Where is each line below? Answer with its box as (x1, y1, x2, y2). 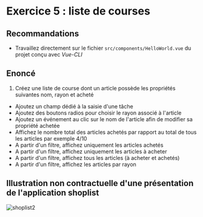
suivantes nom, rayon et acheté (15, 91, 94, 98)
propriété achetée (15, 122, 60, 129)
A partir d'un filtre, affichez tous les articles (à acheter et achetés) (15, 154, 180, 161)
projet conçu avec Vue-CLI (15, 51, 83, 58)
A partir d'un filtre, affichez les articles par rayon (15, 161, 136, 168)
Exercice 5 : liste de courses (6, 4, 150, 18)
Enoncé (6, 68, 36, 79)
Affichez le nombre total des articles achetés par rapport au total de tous (15, 129, 197, 136)
